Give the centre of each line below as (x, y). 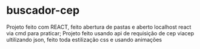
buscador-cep (43, 10)
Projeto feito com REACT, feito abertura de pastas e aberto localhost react (99, 27)
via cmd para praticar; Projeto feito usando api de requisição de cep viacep (100, 33)
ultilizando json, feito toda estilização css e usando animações (84, 39)
